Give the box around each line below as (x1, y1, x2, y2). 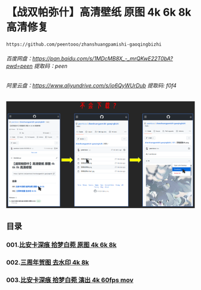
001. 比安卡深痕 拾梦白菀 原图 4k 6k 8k (6, 240, 117, 249)
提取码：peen (33, 62, 68, 70)
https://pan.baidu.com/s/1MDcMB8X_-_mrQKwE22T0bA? (32, 55, 173, 62)
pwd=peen (6, 62, 33, 70)
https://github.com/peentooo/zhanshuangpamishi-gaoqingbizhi (6, 41, 162, 47)
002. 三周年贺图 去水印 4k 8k (6, 258, 90, 267)
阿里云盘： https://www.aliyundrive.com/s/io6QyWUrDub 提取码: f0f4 (6, 82, 177, 89)
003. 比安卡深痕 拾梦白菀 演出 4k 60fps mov (6, 276, 133, 284)
